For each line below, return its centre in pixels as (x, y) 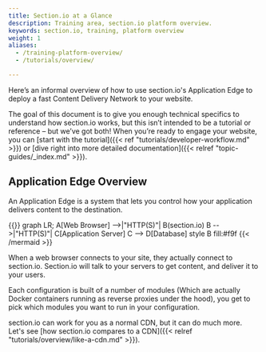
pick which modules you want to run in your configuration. (104, 307)
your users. (27, 274)
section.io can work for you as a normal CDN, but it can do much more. (125, 322)
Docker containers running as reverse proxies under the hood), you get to (129, 298)
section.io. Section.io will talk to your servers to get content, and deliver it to (133, 266)
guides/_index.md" (39, 156)
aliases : (23, 46)
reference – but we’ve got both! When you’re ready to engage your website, (133, 131)
